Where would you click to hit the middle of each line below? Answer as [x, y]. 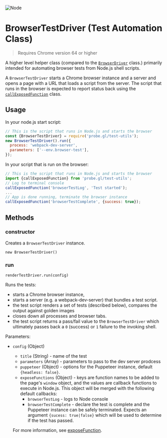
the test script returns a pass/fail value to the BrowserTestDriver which [86, 321]
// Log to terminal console [35, 183]
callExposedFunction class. [34, 94]
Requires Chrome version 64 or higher [57, 53]
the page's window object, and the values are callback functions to [89, 383]
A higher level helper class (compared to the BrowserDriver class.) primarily [84, 63]
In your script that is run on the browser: [47, 164]
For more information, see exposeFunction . [57, 430]
